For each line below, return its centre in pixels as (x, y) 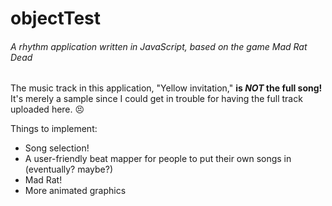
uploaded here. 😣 (47, 109)
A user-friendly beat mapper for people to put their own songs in (158, 159)
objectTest (55, 18)
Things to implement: (54, 129)
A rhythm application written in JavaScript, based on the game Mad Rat (159, 46)
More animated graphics (75, 191)
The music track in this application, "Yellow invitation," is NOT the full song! (166, 88)
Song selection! (57, 148)
